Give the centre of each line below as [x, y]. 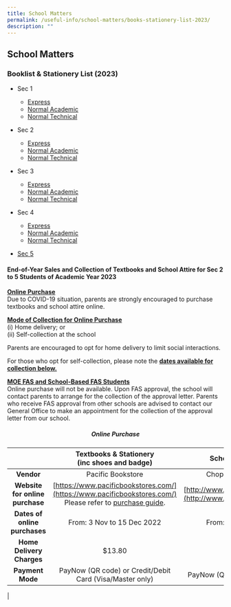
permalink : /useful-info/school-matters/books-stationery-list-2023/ [109, 20]
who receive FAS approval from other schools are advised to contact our [110, 404]
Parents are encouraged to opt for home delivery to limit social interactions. [114, 348]
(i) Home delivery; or [36, 327]
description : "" [30, 26]
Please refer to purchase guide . [115, 503]
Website [29, 485]
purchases [29, 531]
